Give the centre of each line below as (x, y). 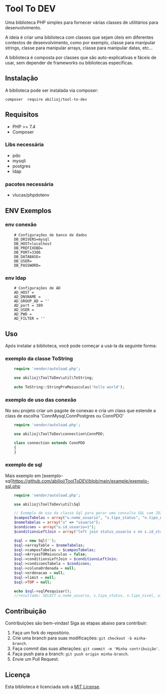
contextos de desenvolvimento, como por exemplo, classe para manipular (80, 42)
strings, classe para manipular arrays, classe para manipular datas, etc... (79, 48)
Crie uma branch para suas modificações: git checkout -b (72, 638)
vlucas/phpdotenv (31, 195)
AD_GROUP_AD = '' (32, 301)
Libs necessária (24, 144)
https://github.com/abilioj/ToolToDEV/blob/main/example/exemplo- (81, 481)
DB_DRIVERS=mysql (32, 239)
